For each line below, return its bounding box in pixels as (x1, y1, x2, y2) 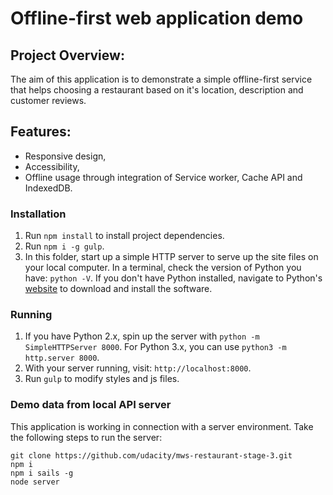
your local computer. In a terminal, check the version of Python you (24, 262, 302, 274)
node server (10, 477, 60, 487)
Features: (10, 123, 72, 141)
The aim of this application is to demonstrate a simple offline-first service (10, 73, 313, 85)
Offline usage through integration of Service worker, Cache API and (24, 171, 303, 183)
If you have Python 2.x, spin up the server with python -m (24, 330, 260, 342)
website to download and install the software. (24, 283, 213, 295)
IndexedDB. (24, 182, 73, 194)
